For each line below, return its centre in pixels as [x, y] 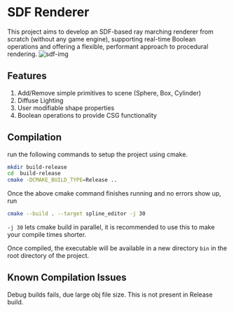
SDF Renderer [48, 12]
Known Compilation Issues [67, 278]
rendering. [22, 54]
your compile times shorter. [47, 235]
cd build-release [34, 174]
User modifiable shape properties [66, 108]
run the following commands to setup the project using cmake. [97, 154]
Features [27, 76]
